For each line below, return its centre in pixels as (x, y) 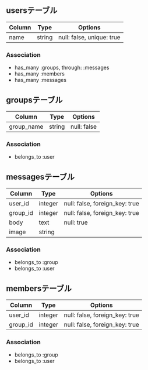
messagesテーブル (40, 177)
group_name (26, 126)
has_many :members (40, 74)
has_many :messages (40, 80)
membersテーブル (39, 288)
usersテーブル (32, 11)
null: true (76, 222)
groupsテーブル (34, 100)
